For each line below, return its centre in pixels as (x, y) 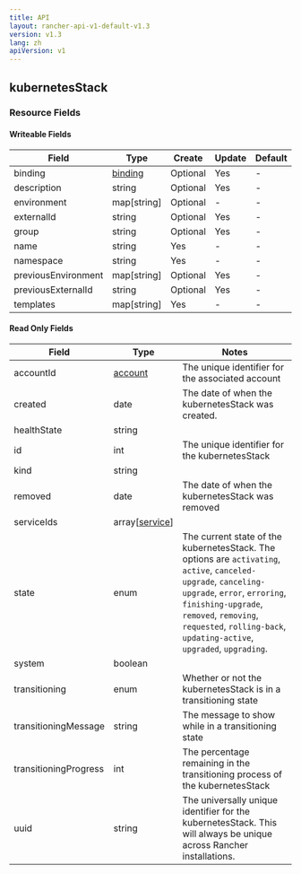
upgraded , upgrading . (225, 649)
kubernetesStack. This (230, 822)
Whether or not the (222, 677)
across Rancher (215, 844)
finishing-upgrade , (223, 604)
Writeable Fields (40, 135)
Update (231, 158)
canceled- (236, 570)
